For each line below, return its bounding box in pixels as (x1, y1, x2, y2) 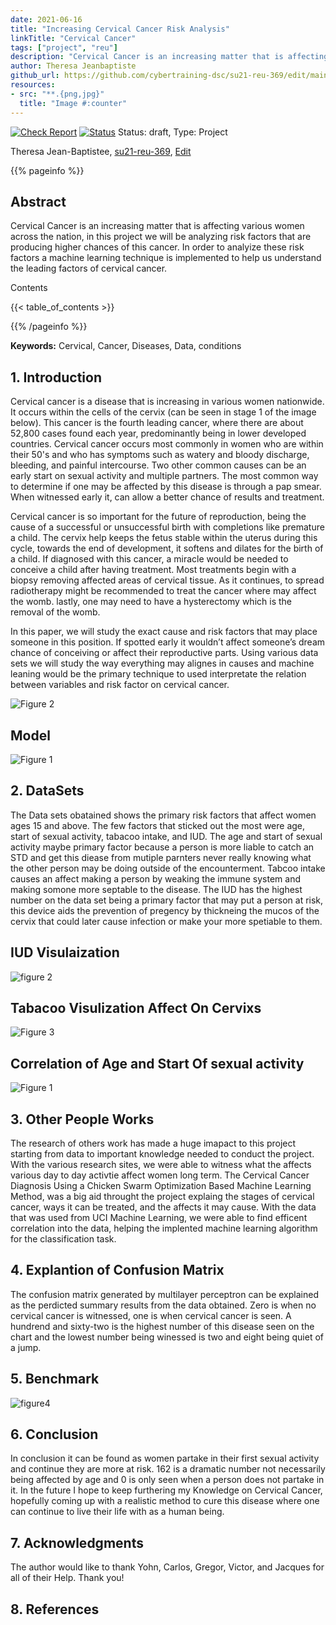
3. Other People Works (10, 1111, 155, 1128)
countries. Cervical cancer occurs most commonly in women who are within (10, 438, 324, 450)
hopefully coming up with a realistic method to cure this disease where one (10, 1495, 320, 1507)
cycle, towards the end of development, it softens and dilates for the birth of (10, 542, 324, 555)
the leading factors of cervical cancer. (10, 262, 168, 275)
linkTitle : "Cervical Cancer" (10, 33, 137, 43)
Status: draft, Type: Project (117, 126, 228, 138)
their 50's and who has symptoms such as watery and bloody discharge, (10, 449, 310, 461)
